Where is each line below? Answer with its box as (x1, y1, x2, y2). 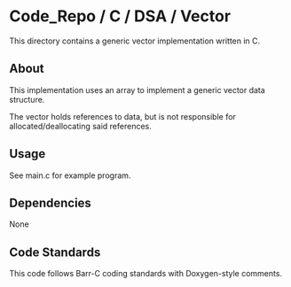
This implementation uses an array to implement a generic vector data (9, 84, 266, 95)
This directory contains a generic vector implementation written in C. (9, 35, 261, 46)
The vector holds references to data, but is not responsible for (9, 111, 237, 121)
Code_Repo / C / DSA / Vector (9, 6, 232, 27)
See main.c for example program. (9, 170, 131, 181)
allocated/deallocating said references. (9, 120, 153, 131)
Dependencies (9, 195, 91, 210)
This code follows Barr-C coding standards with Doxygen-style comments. (9, 268, 282, 279)
